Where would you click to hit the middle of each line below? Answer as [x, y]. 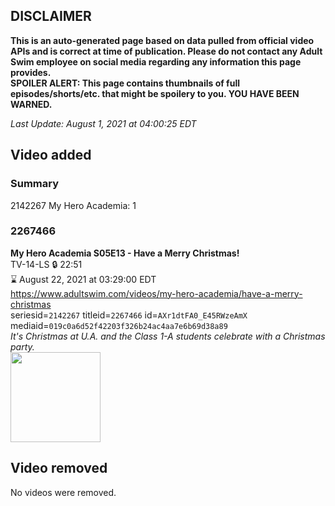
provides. [31, 72]
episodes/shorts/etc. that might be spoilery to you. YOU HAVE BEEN [155, 93]
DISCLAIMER [51, 16]
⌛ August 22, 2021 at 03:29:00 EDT [83, 279]
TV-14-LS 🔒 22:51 [46, 264]
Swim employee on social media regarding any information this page [156, 61]
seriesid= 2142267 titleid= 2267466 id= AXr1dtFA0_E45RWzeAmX [129, 315]
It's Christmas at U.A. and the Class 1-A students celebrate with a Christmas [168, 336]
